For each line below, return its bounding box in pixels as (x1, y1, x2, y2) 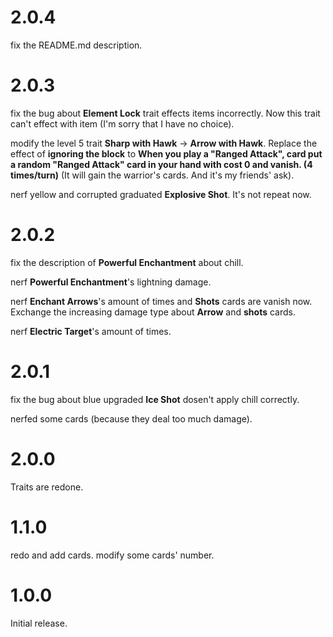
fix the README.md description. (10, 39, 143, 51)
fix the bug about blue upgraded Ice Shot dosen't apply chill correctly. (10, 393, 300, 405)
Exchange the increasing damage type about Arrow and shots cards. (10, 306, 296, 318)
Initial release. (10, 617, 68, 629)
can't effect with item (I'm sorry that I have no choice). (10, 117, 235, 130)
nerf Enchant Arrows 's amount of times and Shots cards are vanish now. (10, 295, 313, 307)
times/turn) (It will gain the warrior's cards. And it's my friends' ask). (10, 169, 295, 181)
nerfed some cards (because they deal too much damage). (10, 412, 253, 425)
